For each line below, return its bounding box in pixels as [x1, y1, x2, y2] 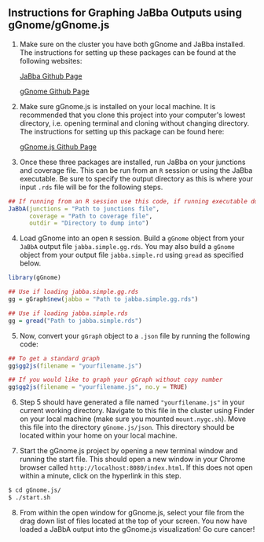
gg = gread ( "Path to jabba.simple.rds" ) [8, 317, 143, 324]
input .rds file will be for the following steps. [19, 182, 163, 192]
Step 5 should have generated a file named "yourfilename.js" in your [19, 397, 245, 407]
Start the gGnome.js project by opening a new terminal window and [19, 446, 238, 456]
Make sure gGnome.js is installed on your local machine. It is [19, 101, 216, 111]
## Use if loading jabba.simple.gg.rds [8, 288, 139, 296]
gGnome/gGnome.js [8, 19, 110, 32]
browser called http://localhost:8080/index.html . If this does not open [19, 463, 253, 472]
